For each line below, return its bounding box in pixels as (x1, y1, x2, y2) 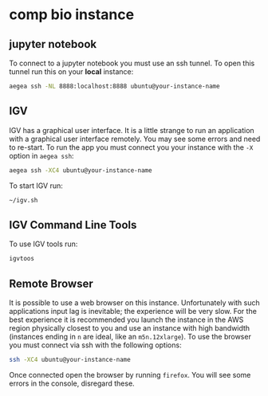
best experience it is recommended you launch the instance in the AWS (9, 315, 244, 324)
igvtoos (9, 255, 35, 263)
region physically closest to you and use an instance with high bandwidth (9, 323, 250, 332)
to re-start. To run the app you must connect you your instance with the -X (9, 142, 254, 152)
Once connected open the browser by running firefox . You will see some (9, 370, 251, 379)
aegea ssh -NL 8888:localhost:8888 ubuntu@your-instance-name (9, 82, 220, 90)
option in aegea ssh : (9, 151, 74, 160)
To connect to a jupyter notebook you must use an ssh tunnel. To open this (9, 58, 255, 68)
